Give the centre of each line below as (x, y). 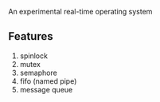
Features (31, 36)
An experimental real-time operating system (80, 12)
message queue (46, 89)
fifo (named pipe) (48, 81)
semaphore (38, 73)
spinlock (33, 56)
